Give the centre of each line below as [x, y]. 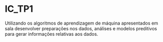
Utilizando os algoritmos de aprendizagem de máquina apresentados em [81, 23]
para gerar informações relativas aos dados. [52, 34]
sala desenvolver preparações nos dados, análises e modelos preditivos [81, 28]
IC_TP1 [19, 9]
